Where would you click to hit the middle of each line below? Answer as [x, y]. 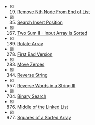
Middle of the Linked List [43, 107]
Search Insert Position [40, 22]
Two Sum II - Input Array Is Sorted [52, 33]
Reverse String [33, 75]
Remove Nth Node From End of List [53, 12]
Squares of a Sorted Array [44, 117]
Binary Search [32, 96]
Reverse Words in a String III [46, 86]
